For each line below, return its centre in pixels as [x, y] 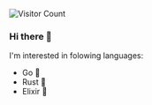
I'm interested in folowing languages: [76, 56]
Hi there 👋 [31, 36]
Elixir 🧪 [34, 92]
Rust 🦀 [34, 82]
